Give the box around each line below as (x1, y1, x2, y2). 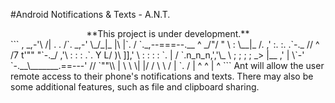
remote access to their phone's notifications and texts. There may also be (10, 70, 314, 82)
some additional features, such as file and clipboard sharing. (10, 81, 260, 93)
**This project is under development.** (86, 28, 250, 39)
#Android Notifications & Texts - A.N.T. (10, 9, 171, 20)
